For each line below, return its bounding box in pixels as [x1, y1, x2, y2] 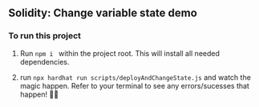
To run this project [8, 30, 82, 42]
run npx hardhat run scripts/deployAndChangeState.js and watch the [19, 72, 251, 82]
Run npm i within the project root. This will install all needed [19, 48, 221, 58]
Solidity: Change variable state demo [8, 6, 198, 20]
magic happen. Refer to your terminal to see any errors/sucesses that [19, 81, 250, 90]
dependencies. [19, 57, 70, 66]
